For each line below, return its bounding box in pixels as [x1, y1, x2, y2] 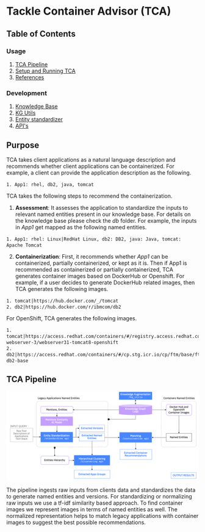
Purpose [6, 140, 40, 150]
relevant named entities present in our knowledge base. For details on [15, 210, 191, 218]
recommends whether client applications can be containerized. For [6, 162, 175, 170]
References [15, 73, 45, 81]
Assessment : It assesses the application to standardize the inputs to [15, 204, 188, 211]
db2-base [6, 358, 29, 364]
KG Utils [15, 109, 36, 117]
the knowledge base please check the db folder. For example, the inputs [15, 217, 197, 224]
